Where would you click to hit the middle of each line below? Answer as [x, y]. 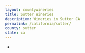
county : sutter [21, 28]
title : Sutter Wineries [29, 14]
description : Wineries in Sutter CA [42, 19]
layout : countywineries [29, 10]
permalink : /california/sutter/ [38, 24]
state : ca [15, 33]
